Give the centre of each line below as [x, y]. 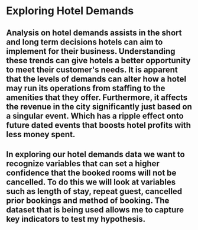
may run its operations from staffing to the [86, 88]
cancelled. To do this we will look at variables [91, 182]
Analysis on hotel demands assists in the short [94, 33]
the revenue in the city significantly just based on [99, 107]
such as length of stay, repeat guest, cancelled [94, 191]
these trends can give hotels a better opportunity [98, 60]
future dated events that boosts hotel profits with [98, 125]
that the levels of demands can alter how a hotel [96, 79]
